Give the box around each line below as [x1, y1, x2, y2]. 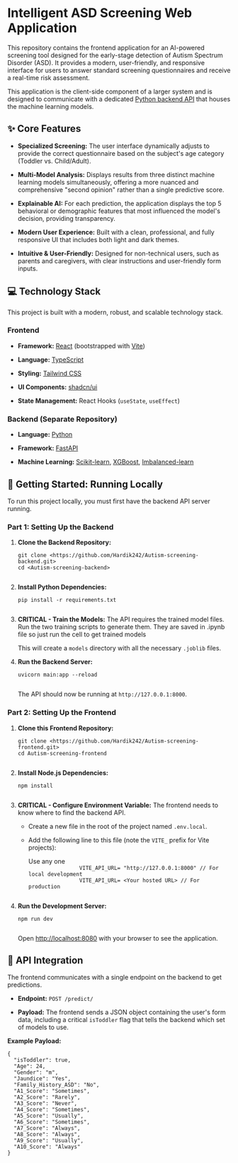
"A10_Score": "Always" [13, 1143, 81, 1151]
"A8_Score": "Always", [13, 1131, 81, 1138]
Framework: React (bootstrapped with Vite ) [17, 341, 145, 350]
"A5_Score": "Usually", [13, 1113, 84, 1120]
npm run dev [17, 915, 53, 922]
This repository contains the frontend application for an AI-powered [7, 43, 205, 52]
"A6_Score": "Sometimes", [13, 1118, 91, 1126]
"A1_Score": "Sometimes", [13, 1088, 91, 1095]
